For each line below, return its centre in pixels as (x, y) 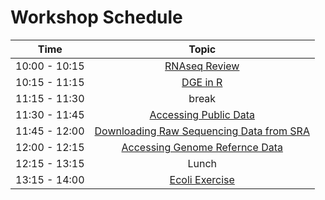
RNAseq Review (202, 66)
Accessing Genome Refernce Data (202, 147)
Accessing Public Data (202, 114)
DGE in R (202, 82)
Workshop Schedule (96, 17)
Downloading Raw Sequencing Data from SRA (202, 131)
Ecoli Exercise (202, 179)
